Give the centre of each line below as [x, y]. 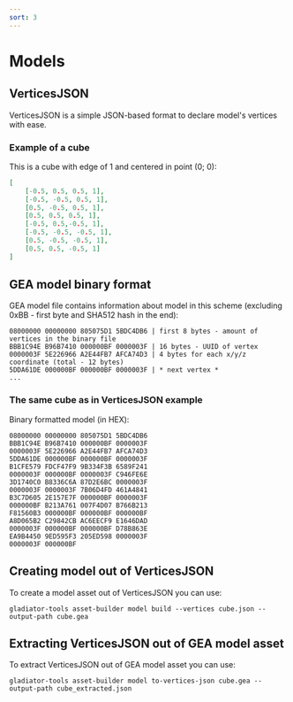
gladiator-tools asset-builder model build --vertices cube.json [131, 609]
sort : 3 [23, 17]
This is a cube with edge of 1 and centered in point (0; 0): [113, 166]
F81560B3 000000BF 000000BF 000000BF [79, 513]
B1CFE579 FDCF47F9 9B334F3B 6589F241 [79, 467]
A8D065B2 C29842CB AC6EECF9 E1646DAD [79, 521]
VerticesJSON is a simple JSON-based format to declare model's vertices [143, 115]
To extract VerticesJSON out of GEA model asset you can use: [123, 665]
